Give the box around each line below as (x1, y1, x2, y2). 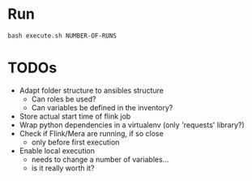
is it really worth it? (31, 163, 95, 173)
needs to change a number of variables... (31, 154, 169, 164)
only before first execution (31, 137, 120, 147)
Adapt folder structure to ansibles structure (19, 85, 164, 95)
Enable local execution (19, 145, 95, 155)
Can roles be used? (31, 94, 96, 104)
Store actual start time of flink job (19, 111, 131, 121)
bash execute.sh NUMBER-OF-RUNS (7, 32, 117, 40)
